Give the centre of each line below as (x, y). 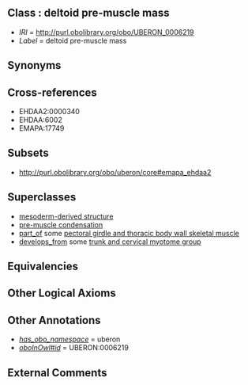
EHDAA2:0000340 (49, 112)
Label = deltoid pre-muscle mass (73, 40)
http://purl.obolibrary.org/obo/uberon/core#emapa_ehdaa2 (115, 172)
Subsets (28, 153)
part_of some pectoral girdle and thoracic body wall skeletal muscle (129, 233)
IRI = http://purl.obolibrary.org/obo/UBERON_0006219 (106, 32)
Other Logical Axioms (62, 294)
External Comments (57, 373)
